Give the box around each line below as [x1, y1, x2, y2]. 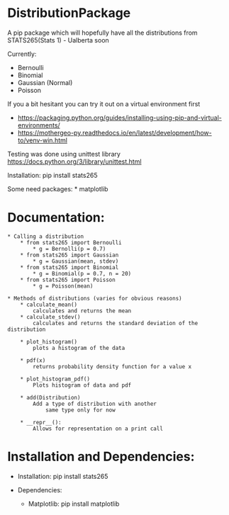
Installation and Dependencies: [7, 448, 195, 465]
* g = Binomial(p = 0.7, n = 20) [33, 270, 132, 277]
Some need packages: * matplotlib [7, 184, 108, 193]
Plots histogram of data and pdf [33, 381, 132, 389]
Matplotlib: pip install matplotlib [28, 499, 120, 508]
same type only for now [45, 406, 116, 414]
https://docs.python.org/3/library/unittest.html [7, 157, 142, 166]
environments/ [17, 120, 60, 129]
